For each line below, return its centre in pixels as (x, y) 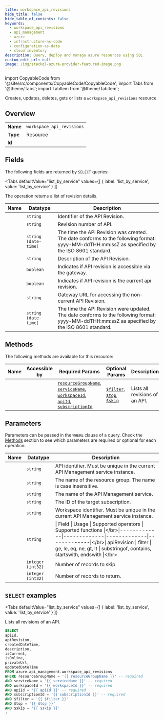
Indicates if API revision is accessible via (104, 266)
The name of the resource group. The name (105, 480)
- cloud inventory (28, 50)
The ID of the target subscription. (93, 502)
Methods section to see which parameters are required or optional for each (81, 440)
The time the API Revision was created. (102, 232)
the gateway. (72, 272)
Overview (20, 113)
